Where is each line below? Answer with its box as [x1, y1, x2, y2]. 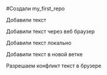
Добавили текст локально [6, 40, 72, 46]
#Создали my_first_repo [6, 5, 65, 12]
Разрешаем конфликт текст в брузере [6, 62, 102, 69]
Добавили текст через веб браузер [6, 28, 95, 35]
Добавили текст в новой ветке [6, 51, 83, 58]
